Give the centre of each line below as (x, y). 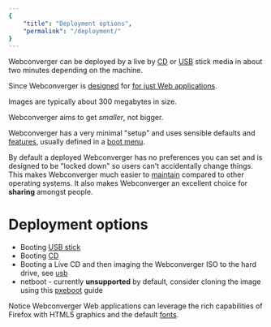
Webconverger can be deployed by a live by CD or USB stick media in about (135, 62)
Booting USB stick (50, 247)
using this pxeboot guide (61, 290)
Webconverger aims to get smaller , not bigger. (86, 118)
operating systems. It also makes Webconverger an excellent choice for (128, 183)
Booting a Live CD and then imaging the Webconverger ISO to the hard (138, 265)
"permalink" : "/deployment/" (72, 31)
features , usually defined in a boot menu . (77, 142)
